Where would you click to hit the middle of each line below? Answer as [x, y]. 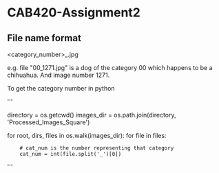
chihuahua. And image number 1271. [59, 75]
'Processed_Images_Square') [49, 122]
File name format [44, 38]
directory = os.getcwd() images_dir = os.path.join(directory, [92, 115]
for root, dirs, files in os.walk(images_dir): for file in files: [87, 136]
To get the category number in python [61, 88]
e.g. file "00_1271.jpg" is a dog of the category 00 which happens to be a [110, 68]
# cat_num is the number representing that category [97, 148]
